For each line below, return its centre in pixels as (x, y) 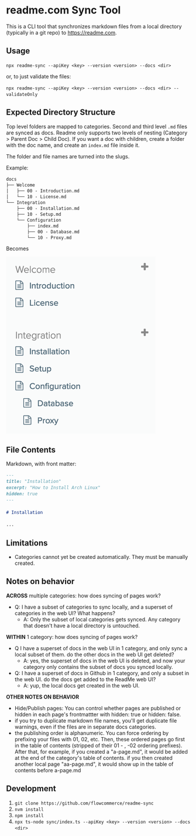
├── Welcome (20, 185)
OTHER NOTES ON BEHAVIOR (43, 697)
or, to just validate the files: (39, 76)
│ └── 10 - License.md (36, 196)
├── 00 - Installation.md (48, 208)
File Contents (31, 450)
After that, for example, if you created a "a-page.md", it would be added (101, 751)
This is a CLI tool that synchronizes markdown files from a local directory (94, 26)
